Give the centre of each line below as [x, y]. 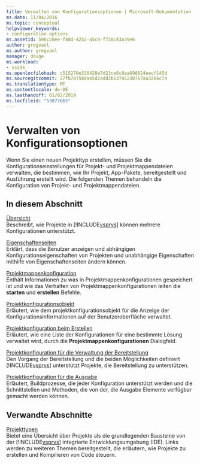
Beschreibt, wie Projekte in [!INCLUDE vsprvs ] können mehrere [83, 225]
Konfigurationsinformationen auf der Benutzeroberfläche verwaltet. [89, 317]
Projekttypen [22, 429]
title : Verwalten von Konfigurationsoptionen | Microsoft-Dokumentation [99, 12]
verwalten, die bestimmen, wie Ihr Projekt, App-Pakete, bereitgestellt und [96, 172]
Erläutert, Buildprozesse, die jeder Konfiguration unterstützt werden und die [99, 383]
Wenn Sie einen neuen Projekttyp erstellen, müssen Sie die [79, 160]
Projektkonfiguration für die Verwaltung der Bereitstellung [77, 353]
